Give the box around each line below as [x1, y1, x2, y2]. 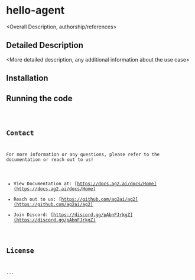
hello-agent [6, 4, 65, 17]
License [6, 246, 34, 255]
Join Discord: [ [14, 212, 54, 218]
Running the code [6, 93, 73, 104]
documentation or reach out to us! [6, 156, 94, 163]
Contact [6, 128, 34, 137]
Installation [6, 73, 48, 83]
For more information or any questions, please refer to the [6, 152, 160, 157]
